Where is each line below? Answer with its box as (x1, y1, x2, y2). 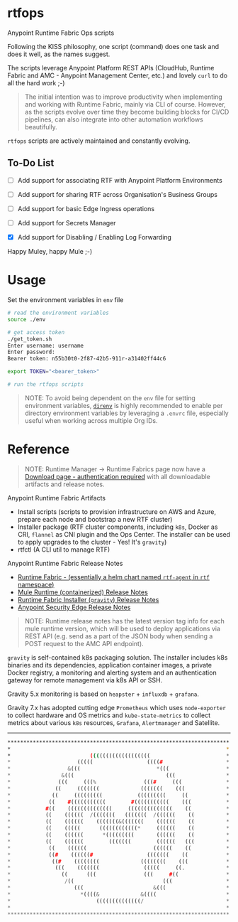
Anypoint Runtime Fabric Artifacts (7, 493, 106, 502)
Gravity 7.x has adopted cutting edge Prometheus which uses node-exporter (7, 703, 227, 712)
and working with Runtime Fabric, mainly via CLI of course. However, (24, 100, 226, 108)
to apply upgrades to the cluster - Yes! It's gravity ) (17, 537, 167, 546)
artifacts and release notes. (24, 480, 105, 488)
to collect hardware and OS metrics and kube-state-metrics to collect (7, 711, 211, 719)
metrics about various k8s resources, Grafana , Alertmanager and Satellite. (7, 718, 220, 727)
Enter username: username (7, 342, 84, 349)
